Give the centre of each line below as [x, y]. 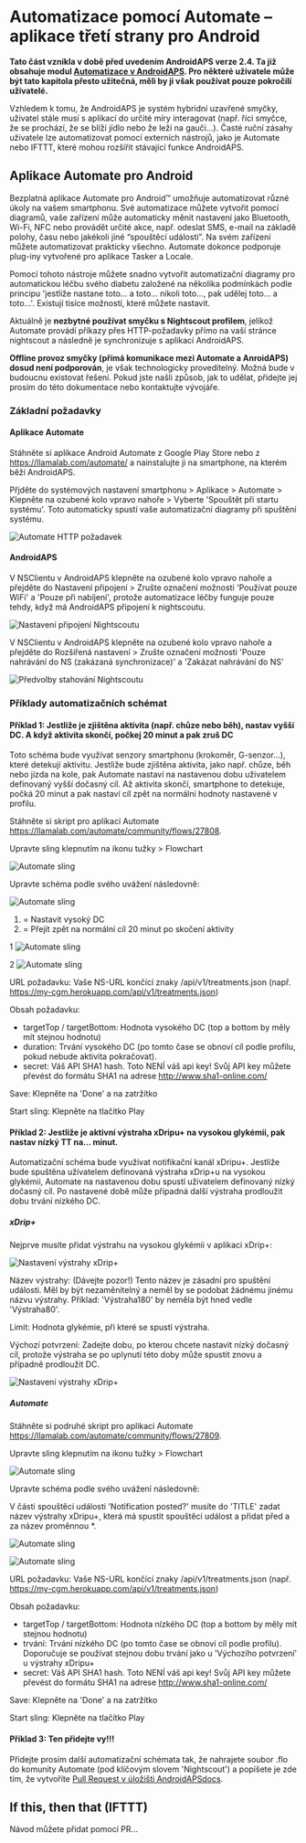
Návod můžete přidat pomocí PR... [74, 1829]
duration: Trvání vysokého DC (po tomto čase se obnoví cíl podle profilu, [159, 1047]
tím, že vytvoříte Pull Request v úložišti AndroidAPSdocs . [116, 1778]
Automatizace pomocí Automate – [141, 17]
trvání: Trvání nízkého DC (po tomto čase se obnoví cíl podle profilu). [152, 1644]
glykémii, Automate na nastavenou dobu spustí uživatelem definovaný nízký [152, 1181]
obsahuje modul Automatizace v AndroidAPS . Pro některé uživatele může [152, 71]
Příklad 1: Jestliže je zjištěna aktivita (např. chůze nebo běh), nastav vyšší [152, 725]
